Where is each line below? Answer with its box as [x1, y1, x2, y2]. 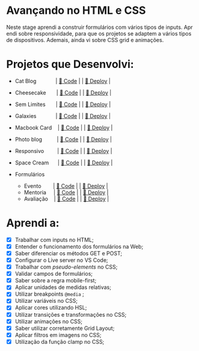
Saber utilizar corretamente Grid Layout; [14, 325, 115, 332]
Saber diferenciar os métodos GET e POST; [14, 249, 122, 256]
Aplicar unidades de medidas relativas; [14, 284, 111, 291]
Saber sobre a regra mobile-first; [14, 277, 97, 284]
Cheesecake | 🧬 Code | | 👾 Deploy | [14, 89, 112, 96]
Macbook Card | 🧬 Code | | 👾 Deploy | [14, 124, 113, 131]
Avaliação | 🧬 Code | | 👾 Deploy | [23, 195, 109, 202]
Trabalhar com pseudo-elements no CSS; [14, 263, 118, 271]
